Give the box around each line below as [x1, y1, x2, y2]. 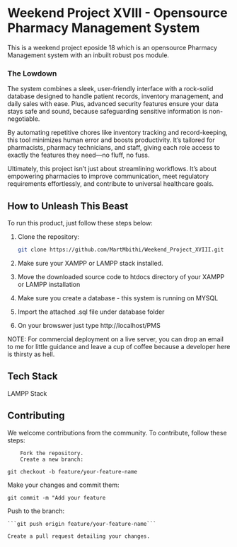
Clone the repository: [17, 233, 80, 241]
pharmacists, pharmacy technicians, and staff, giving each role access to [7, 143, 221, 152]
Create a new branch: [20, 456, 83, 463]
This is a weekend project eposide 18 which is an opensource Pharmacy [7, 43, 218, 52]
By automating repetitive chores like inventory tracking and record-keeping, [7, 129, 228, 137]
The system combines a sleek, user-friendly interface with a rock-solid [7, 85, 214, 93]
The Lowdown [7, 69, 57, 78]
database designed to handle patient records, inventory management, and [7, 92, 224, 100]
